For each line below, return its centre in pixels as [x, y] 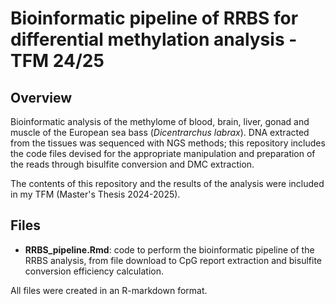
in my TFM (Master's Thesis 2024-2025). [95, 194]
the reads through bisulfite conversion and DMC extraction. [132, 164]
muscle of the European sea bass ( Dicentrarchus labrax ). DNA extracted [160, 132]
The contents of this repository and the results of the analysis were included [167, 183]
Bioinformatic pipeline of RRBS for [154, 18]
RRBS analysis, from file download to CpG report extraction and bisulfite [173, 260]
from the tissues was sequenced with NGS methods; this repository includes [168, 143]
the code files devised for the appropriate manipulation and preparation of [163, 153]
